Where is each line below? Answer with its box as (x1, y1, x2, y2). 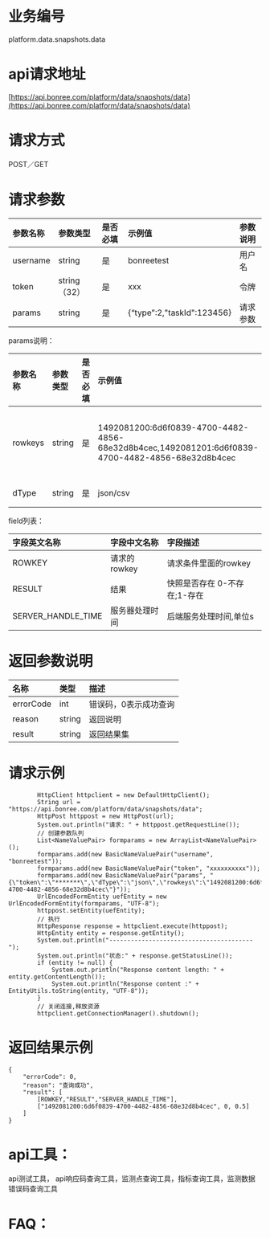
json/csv (97, 487, 130, 498)
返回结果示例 (8, 1038, 94, 1056)
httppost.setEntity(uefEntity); (37, 906, 146, 914)
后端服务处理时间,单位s (166, 611, 255, 622)
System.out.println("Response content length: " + (51, 966, 225, 974)
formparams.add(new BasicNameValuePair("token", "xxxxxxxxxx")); (37, 864, 261, 872)
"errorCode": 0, (22, 1073, 78, 1081)
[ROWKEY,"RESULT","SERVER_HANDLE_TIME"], (37, 1095, 178, 1103)
